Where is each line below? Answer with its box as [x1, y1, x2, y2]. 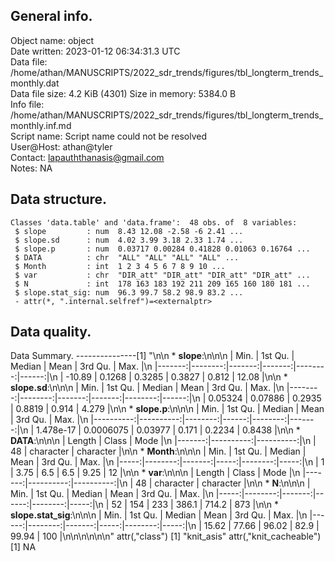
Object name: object [10, 34, 94, 46]
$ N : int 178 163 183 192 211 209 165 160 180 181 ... [14, 279, 311, 289]
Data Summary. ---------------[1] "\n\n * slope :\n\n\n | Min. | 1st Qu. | [10, 350, 295, 362]
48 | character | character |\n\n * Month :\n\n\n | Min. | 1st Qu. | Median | [10, 445, 307, 458]
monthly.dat [10, 77, 60, 89]
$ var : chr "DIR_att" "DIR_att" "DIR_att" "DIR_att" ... [14, 270, 311, 280]
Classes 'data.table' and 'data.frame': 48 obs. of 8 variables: [10, 217, 298, 228]
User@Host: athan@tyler [10, 140, 113, 153]
